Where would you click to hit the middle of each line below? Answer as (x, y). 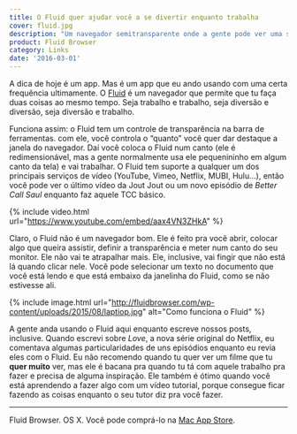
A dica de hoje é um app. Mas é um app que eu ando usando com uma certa (148, 84)
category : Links (39, 50)
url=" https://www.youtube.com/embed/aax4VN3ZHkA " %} (116, 221)
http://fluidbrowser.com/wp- (163, 302)
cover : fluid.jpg (41, 26)
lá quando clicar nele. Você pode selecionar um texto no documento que (141, 266)
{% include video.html (49, 212)
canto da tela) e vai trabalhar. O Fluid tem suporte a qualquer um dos (134, 166)
